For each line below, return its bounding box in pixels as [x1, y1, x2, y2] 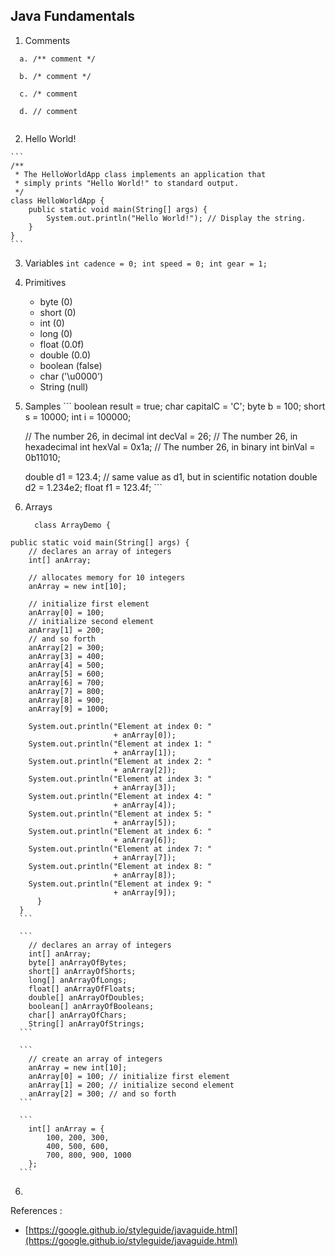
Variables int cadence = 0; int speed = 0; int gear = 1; [24, 257, 268, 269]
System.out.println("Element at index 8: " [28, 861, 213, 871]
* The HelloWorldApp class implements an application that [14, 169, 267, 179]
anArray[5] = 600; [28, 669, 105, 679]
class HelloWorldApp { [10, 195, 105, 206]
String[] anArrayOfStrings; [28, 1019, 145, 1029]
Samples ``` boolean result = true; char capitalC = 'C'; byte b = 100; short [24, 400, 326, 412]
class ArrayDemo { [34, 520, 111, 530]
